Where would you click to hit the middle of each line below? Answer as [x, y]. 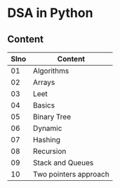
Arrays [44, 82]
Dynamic [47, 128]
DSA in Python [50, 13]
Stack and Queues [63, 163]
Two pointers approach [71, 174]
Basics [44, 105]
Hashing [47, 140]
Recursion [49, 151]
